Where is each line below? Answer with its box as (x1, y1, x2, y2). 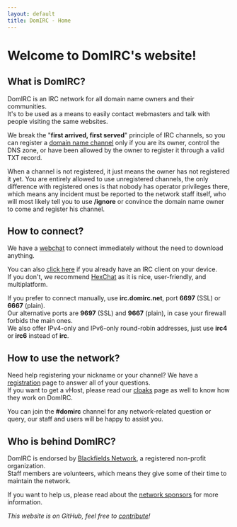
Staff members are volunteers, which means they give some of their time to (7, 469, 227, 477)
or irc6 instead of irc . (7, 331, 69, 340)
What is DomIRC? (7, 76, 86, 88)
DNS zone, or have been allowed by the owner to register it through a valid (7, 146, 225, 154)
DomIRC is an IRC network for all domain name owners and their (7, 94, 195, 103)
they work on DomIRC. (7, 394, 73, 402)
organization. (7, 461, 46, 470)
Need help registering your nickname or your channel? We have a (7, 371, 198, 380)
